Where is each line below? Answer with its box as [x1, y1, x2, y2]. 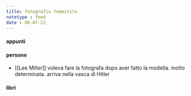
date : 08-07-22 [6, 19, 46, 25]
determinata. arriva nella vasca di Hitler [14, 71, 110, 78]
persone [6, 51, 28, 58]
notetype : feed [6, 14, 46, 20]
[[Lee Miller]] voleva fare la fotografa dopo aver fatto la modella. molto [14, 64, 185, 71]
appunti [6, 38, 26, 45]
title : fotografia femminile [6, 8, 78, 15]
